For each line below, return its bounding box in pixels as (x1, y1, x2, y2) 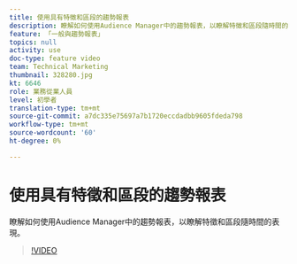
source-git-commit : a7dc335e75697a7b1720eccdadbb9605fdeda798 (9, 112, 243, 120)
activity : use (9, 46, 62, 55)
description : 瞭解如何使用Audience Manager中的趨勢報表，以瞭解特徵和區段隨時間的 (9, 21, 289, 30)
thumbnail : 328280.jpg (9, 71, 93, 80)
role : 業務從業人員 (9, 87, 73, 96)
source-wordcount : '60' (9, 128, 97, 137)
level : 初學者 (9, 95, 57, 105)
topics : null (9, 37, 57, 47)
